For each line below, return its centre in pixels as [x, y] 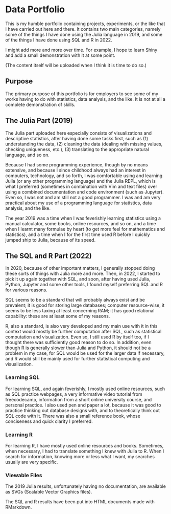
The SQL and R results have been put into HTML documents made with [80, 502]
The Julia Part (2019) [39, 121]
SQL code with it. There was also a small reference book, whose [73, 416]
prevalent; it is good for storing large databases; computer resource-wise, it [85, 305]
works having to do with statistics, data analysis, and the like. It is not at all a [86, 99]
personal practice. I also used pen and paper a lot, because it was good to [83, 405]
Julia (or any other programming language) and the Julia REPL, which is [80, 181]
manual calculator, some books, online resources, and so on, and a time [81, 223]
